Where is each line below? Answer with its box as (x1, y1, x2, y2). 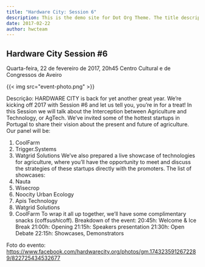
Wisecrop (15, 184, 40, 192)
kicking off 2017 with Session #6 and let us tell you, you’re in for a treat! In (6, 101, 192, 109)
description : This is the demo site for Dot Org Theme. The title (6, 15, 179, 21)
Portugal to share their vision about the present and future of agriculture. (6, 121, 189, 128)
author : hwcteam (6, 26, 48, 32)
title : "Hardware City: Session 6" (6, 9, 97, 15)
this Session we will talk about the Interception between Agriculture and (6, 108, 187, 115)
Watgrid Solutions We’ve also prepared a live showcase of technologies (15, 152, 195, 159)
